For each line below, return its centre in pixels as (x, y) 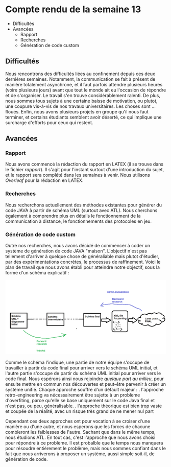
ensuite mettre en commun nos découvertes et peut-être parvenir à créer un (86, 384)
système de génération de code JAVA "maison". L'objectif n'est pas (76, 251)
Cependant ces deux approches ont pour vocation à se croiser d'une (78, 421)
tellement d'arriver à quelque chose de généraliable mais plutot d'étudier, (82, 256)
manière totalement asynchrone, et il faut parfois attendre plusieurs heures (84, 84)
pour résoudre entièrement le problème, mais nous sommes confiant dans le (86, 448)
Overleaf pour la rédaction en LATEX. (44, 180)
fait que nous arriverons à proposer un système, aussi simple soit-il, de (80, 454)
